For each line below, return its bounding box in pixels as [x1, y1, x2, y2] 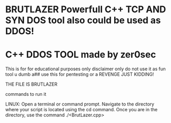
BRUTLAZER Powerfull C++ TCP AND [5, 4, 166, 15]
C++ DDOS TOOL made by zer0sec [5, 49, 156, 60]
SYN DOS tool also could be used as [5, 14, 161, 26]
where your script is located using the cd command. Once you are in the [5, 107, 158, 113]
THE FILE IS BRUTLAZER [5, 81, 58, 88]
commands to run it [5, 91, 47, 97]
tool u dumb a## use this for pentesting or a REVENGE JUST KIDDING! [5, 71, 155, 77]
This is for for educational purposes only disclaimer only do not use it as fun [5, 66, 166, 72]
